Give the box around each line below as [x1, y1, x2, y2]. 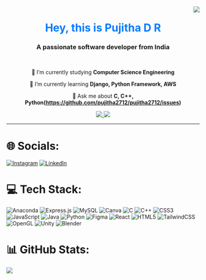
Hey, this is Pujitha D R [45, 21, 161, 35]
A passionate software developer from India [36, 43, 170, 52]
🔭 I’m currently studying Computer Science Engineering [31, 69, 175, 76]
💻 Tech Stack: [6, 182, 82, 196]
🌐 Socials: [6, 139, 59, 153]
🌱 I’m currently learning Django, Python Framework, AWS [29, 80, 177, 88]
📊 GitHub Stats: [6, 243, 90, 257]
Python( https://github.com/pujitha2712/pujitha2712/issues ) [25, 99, 181, 106]
